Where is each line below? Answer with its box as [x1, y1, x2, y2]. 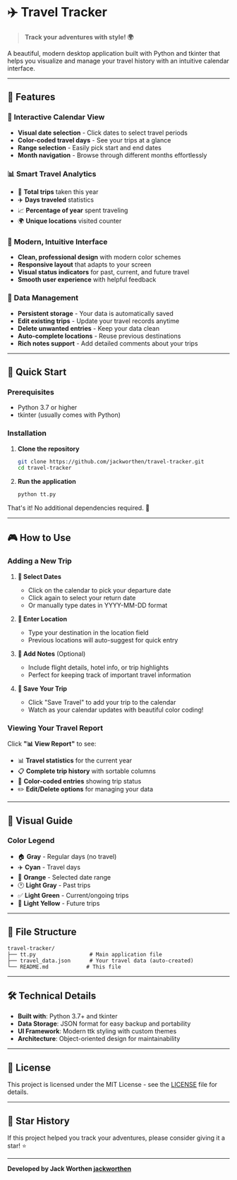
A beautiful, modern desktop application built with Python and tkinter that [7, 49, 221, 57]
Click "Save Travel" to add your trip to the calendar [28, 698, 176, 706]
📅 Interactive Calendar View [7, 112, 105, 122]
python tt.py [17, 491, 56, 498]
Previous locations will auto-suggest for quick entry [28, 635, 178, 644]
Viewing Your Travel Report [7, 723, 104, 733]
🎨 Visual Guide [7, 815, 73, 827]
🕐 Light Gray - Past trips [17, 881, 91, 889]
